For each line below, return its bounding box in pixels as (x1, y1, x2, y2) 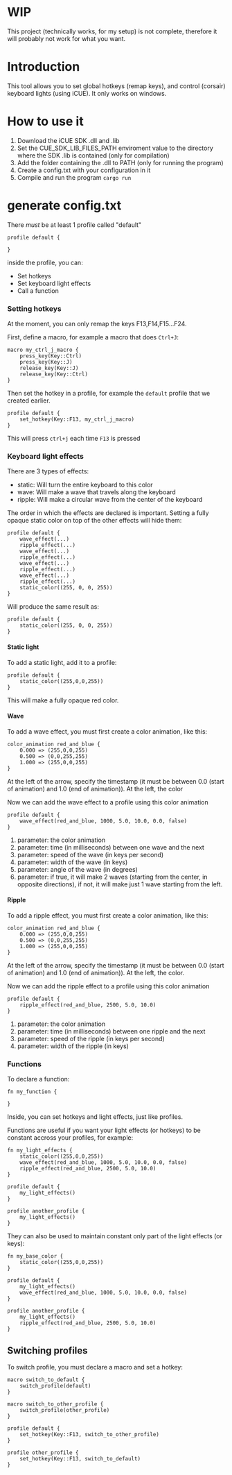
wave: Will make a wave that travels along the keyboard (17, 488, 177, 496)
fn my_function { (7, 1088, 57, 1095)
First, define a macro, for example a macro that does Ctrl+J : (7, 333, 179, 342)
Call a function (17, 286, 59, 295)
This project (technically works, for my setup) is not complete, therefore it (7, 27, 217, 35)
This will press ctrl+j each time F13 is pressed (7, 435, 141, 443)
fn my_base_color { (7, 1253, 64, 1260)
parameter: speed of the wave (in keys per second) (17, 850, 164, 859)
